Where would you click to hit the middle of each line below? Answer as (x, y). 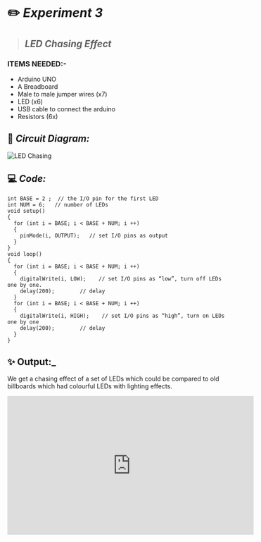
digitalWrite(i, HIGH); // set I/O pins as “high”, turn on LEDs (122, 316)
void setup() (26, 211)
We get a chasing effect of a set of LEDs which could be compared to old (113, 379)
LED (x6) (30, 101)
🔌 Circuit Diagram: (49, 138)
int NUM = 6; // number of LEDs (58, 204)
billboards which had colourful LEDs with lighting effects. (90, 386)
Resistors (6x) (38, 116)
